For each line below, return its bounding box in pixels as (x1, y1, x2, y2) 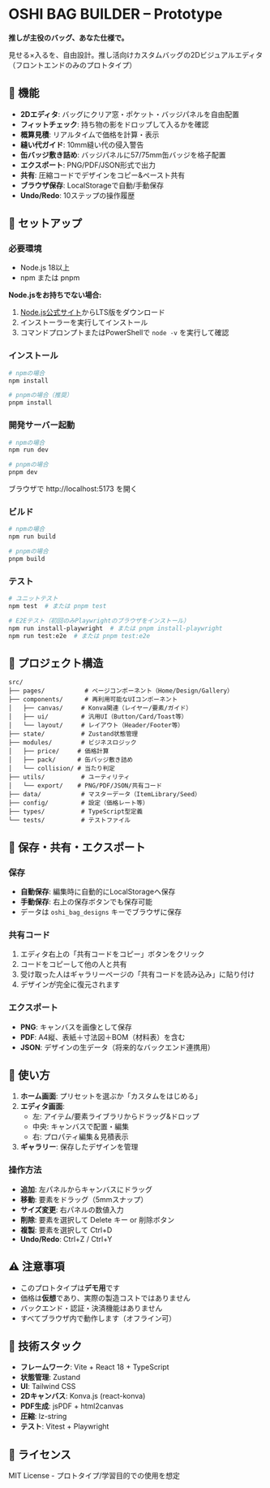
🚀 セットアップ (8, 217, 83, 231)
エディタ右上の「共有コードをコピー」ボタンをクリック (19, 949, 205, 959)
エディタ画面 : (19, 1102, 65, 1111)
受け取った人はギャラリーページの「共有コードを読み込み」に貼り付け (19, 969, 255, 979)
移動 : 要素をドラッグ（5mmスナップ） (19, 1194, 148, 1204)
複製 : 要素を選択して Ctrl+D (19, 1225, 113, 1235)
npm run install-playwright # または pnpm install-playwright (8, 624, 223, 632)
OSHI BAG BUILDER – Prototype (8, 5, 223, 24)
